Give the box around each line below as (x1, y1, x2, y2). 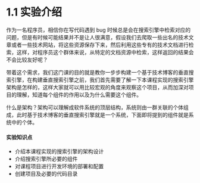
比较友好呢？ (16, 56, 48, 63)
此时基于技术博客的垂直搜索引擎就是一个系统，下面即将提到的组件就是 (16, 111, 189, 118)
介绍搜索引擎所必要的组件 (14, 156, 78, 163)
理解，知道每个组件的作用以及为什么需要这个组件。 (16, 91, 142, 98)
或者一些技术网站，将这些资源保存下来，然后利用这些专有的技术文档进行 (11, 41, 189, 48)
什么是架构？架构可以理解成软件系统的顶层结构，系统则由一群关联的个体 (6, 104, 183, 111)
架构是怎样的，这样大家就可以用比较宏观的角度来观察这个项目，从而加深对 (6, 83, 189, 91)
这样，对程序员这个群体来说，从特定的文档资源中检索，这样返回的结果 (16, 48, 189, 55)
